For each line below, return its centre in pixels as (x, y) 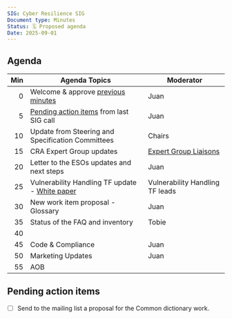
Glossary (45, 211)
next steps (47, 171)
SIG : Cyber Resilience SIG (46, 13)
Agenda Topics (86, 80)
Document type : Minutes (41, 20)
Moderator (185, 80)
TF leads (162, 191)
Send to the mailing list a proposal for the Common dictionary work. (113, 308)
